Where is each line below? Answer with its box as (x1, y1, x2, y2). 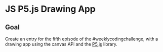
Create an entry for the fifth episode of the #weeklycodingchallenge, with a (5, 36, 158, 42)
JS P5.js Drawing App (5, 3, 96, 15)
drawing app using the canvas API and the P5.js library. (5, 41, 118, 47)
